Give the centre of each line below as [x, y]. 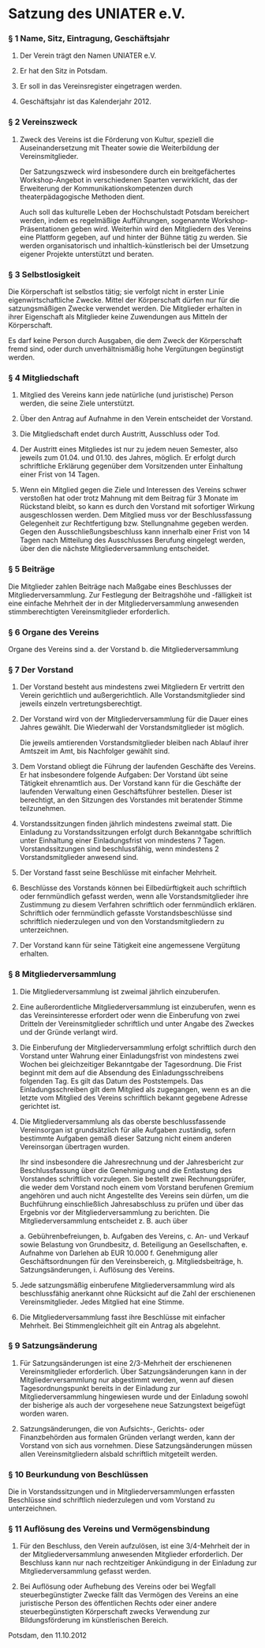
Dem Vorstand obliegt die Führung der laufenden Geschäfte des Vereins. [138, 767]
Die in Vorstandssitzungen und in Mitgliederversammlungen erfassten [121, 1491]
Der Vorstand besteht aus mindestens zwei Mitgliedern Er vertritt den [132, 687]
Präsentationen [44, 228]
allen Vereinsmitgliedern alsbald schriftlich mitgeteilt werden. [119, 1454]
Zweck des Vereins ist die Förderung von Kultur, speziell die [117, 139]
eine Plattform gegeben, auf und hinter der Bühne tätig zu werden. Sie [134, 237]
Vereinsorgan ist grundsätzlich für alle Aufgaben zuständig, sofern [127, 1129]
